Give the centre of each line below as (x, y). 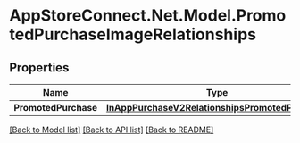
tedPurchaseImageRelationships (133, 34)
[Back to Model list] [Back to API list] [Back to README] (112, 130)
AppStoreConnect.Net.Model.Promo (148, 16)
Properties (39, 67)
